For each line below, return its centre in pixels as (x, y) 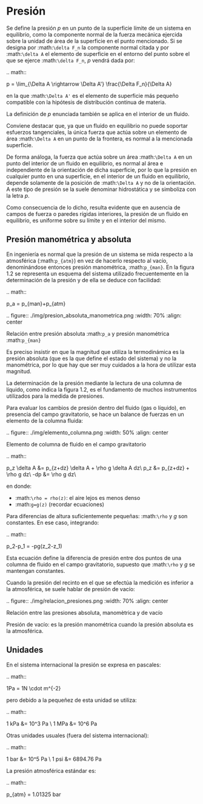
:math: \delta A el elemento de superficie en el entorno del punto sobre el (98, 54)
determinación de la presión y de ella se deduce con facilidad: (84, 280)
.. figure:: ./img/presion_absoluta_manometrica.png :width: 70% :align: (94, 315)
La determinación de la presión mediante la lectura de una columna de (94, 383)
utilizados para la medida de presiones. (55, 396)
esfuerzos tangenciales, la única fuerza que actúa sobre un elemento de (97, 132)
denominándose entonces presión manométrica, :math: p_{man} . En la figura (101, 267)
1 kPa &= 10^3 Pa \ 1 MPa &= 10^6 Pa (52, 723)
